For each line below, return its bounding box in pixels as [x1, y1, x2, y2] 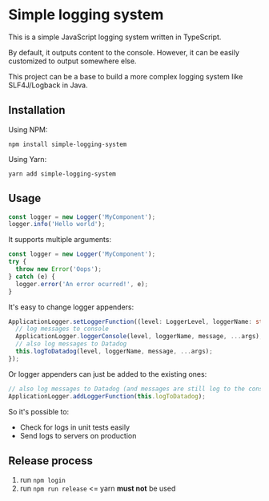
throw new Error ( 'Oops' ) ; [15, 265, 102, 273]
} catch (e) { [8, 273, 56, 281]
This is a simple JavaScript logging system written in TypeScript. [8, 32, 222, 42]
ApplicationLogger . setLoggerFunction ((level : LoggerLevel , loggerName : [8, 317, 252, 325]
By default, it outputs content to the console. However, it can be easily [8, 47, 240, 57]
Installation [8, 103, 66, 117]
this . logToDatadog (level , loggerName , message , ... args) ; [15, 347, 214, 356]
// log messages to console [15, 325, 110, 333]
